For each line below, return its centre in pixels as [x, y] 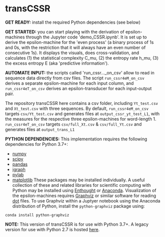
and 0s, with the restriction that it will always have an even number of [76, 47]
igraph [19, 169]
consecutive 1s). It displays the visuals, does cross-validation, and [72, 53]
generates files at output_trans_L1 [40, 129]
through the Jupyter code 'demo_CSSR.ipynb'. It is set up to [86, 37]
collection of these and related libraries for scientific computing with [82, 185]
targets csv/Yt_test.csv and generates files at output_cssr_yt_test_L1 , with [82, 113]
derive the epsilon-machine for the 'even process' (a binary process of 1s [80, 42]
